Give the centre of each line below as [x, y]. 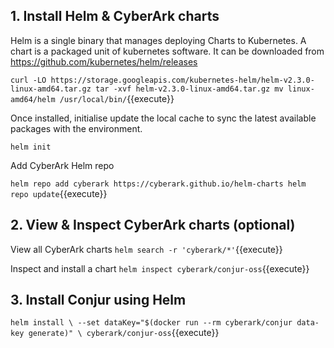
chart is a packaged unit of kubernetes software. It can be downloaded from [167, 51]
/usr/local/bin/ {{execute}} [117, 98]
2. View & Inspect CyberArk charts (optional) [153, 225]
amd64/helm [33, 99]
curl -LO [28, 80]
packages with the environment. [76, 128]
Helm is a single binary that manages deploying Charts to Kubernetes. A [158, 40]
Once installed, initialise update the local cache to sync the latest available [163, 118]
